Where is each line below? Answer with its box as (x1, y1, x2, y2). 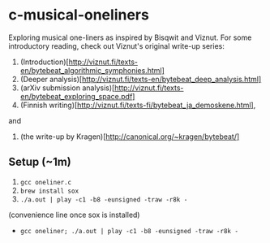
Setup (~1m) (8, 155, 71, 169)
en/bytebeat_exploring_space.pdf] (19, 91, 135, 101)
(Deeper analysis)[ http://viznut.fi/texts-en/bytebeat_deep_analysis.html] (19, 74, 262, 84)
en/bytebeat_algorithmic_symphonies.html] (19, 65, 165, 75)
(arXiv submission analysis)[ (19, 83, 115, 93)
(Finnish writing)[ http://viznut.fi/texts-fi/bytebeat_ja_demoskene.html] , (19, 100, 256, 110)
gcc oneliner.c (19, 178, 72, 186)
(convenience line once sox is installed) (8, 210, 140, 219)
